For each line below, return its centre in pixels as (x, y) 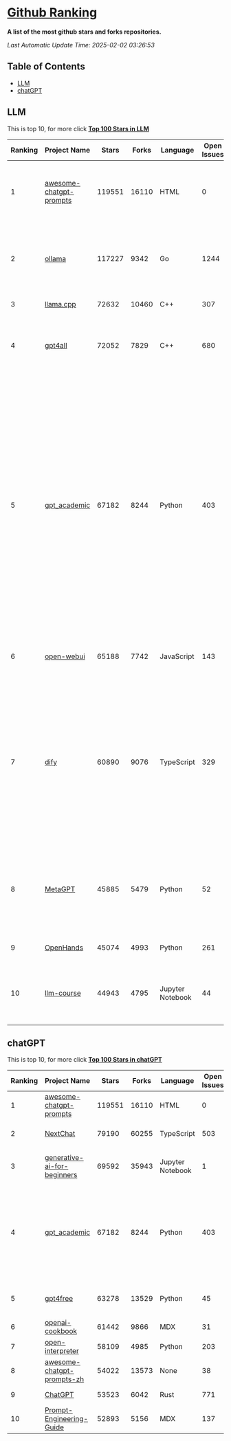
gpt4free (59, 1299)
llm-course (63, 993)
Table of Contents (46, 67)
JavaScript (177, 656)
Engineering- (66, 1419)
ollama (55, 258)
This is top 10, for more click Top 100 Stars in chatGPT (85, 1060)
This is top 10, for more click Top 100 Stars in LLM (78, 129)
